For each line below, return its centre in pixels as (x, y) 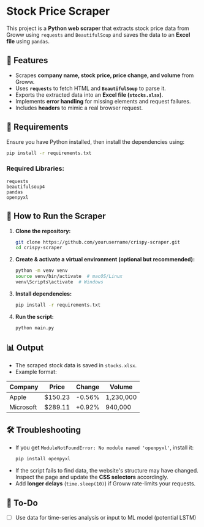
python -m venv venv (41, 271)
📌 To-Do (22, 503)
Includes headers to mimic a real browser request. (79, 108)
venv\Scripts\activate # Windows (59, 282)
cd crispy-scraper (39, 248)
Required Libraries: (35, 168)
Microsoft (23, 407)
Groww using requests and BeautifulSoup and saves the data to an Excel (98, 34)
